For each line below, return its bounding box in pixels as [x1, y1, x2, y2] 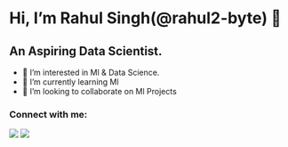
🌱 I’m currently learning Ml [21, 77, 119, 87]
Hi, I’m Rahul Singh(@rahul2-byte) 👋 [9, 8, 282, 29]
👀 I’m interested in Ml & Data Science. [21, 67, 160, 78]
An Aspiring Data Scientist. [9, 44, 163, 59]
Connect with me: [9, 108, 88, 120]
